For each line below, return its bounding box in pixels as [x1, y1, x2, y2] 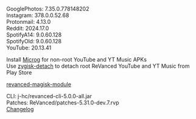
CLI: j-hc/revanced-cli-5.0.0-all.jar [6, 93, 93, 99]
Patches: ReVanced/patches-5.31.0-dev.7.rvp [6, 99, 120, 106]
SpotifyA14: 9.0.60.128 [6, 31, 62, 38]
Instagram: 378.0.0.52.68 [6, 12, 69, 19]
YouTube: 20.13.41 [6, 44, 52, 51]
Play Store [6, 69, 32, 76]
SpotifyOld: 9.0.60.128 [6, 38, 62, 45]
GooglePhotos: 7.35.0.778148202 [6, 5, 89, 12]
